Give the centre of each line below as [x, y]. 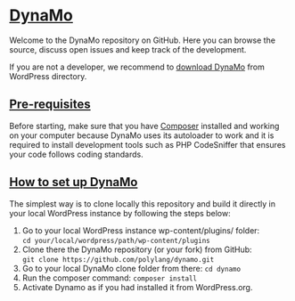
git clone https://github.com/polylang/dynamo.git [118, 259]
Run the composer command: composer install [110, 278]
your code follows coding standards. [77, 154]
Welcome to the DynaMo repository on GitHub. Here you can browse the [143, 40]
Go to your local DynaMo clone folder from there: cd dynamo [131, 268]
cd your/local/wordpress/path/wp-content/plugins [116, 240]
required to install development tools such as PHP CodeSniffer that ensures [147, 144]
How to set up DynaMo [74, 182]
